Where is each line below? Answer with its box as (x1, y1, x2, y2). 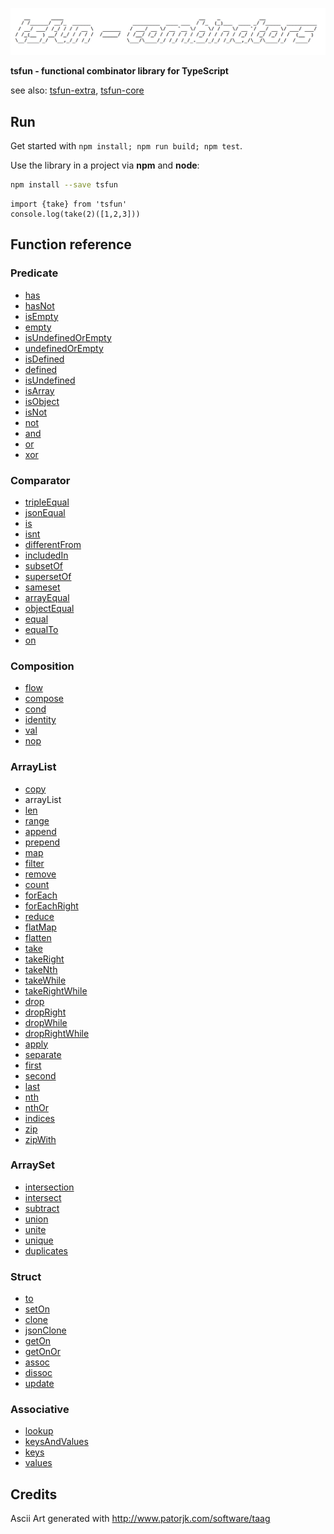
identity (24, 714, 57, 726)
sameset (24, 581, 61, 593)
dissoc (24, 1367, 53, 1379)
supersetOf (24, 570, 72, 582)
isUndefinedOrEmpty (24, 331, 112, 343)
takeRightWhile (24, 984, 88, 997)
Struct (10, 1269, 42, 1283)
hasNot (24, 299, 55, 312)
